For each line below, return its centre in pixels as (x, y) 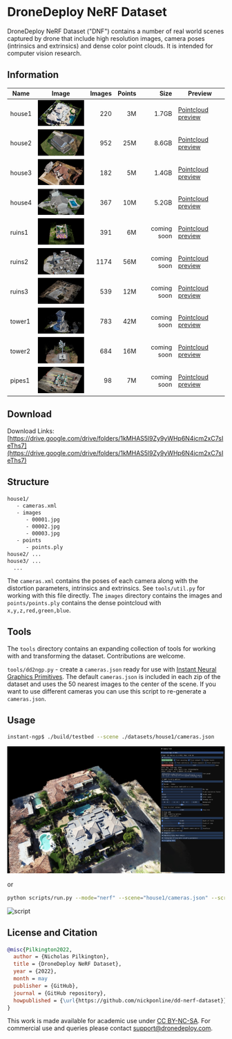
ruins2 (19, 262)
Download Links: (31, 431)
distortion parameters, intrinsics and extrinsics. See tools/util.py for (106, 588)
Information (33, 75)
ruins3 (19, 292)
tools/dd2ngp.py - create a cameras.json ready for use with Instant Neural (112, 669)
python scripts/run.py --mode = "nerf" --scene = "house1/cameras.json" (108, 898)
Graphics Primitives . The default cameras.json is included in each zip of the (114, 676)
